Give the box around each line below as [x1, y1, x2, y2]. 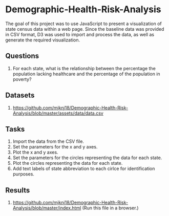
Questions [5, 52, 39, 60]
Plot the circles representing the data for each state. [12, 160, 123, 166]
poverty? [12, 76, 32, 82]
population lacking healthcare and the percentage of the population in [12, 71, 160, 77]
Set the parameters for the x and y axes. [12, 144, 98, 150]
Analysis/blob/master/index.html [12, 205, 81, 211]
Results [5, 186, 30, 195]
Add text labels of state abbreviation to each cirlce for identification [12, 165, 155, 172]
